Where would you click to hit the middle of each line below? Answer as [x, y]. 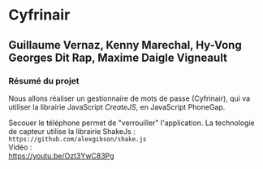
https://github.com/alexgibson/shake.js [78, 139]
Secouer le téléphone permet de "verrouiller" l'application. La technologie [131, 123]
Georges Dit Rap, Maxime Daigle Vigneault [118, 57]
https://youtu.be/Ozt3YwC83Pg [62, 155]
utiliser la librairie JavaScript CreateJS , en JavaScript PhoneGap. [117, 106]
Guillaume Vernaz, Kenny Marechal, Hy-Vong [125, 45]
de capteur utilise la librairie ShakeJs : [72, 131]
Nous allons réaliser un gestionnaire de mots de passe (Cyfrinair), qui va [129, 98]
